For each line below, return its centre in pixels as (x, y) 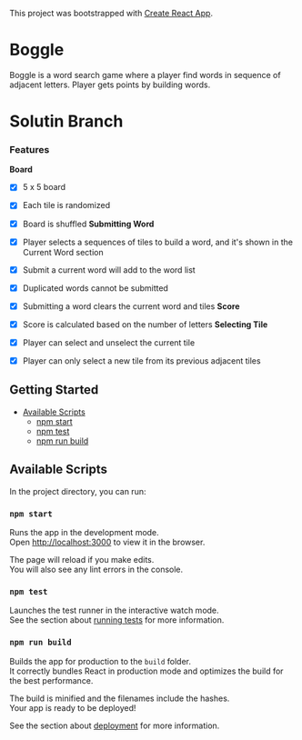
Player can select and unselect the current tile (109, 342)
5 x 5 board (44, 187)
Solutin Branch (66, 121)
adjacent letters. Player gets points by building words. (110, 85)
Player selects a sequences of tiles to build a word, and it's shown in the (158, 242)
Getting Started (54, 390)
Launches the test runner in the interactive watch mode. (115, 610)
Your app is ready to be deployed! (73, 707)
